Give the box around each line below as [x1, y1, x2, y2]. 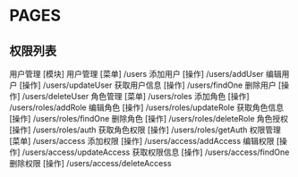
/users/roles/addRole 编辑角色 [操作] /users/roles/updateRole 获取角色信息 [9, 102, 285, 113]
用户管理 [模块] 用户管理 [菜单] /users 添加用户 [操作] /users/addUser [9, 69, 264, 79]
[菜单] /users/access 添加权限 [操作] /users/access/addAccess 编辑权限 [9, 136, 275, 146]
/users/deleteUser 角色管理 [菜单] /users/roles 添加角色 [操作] [21, 91, 250, 101]
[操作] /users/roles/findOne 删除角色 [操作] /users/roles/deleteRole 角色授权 [9, 114, 289, 123]
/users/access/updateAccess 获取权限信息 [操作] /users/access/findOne [21, 147, 290, 157]
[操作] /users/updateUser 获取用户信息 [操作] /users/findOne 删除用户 [19, 80, 277, 90]
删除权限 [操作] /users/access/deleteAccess [9, 158, 172, 168]
